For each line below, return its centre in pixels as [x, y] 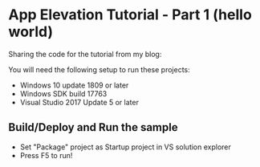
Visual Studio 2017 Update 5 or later [79, 102]
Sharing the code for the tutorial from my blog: [85, 54]
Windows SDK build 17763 [63, 93]
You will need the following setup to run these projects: [99, 69]
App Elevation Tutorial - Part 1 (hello [130, 15]
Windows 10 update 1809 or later [74, 85]
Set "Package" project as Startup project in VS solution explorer [125, 147]
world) [31, 32]
